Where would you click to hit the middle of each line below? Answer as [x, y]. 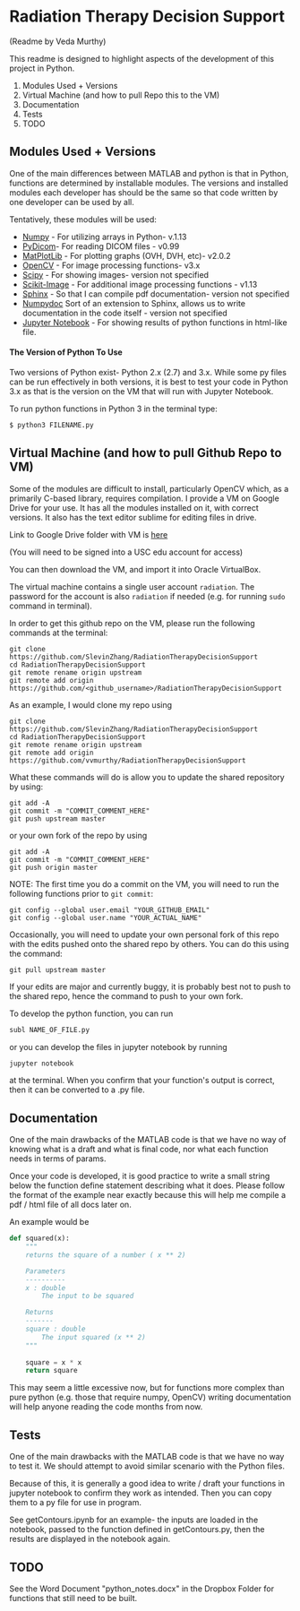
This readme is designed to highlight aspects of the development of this [142, 58]
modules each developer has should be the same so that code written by [144, 192]
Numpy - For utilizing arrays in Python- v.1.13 [104, 237]
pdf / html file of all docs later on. [70, 1205]
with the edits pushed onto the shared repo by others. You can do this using [149, 943]
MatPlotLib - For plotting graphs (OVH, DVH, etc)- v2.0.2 [126, 255]
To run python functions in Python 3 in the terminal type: [113, 409]
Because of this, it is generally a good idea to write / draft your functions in [147, 1484]
